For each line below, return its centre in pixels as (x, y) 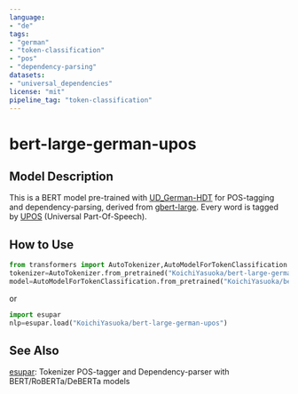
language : (27, 17)
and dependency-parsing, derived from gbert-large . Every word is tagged (144, 207)
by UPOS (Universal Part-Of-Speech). (78, 217)
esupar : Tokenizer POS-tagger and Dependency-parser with (119, 372)
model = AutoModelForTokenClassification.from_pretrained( (117, 281)
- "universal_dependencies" (61, 83)
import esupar (35, 315)
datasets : (27, 75)
